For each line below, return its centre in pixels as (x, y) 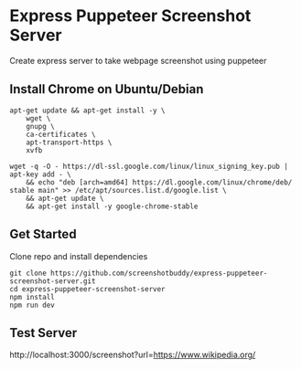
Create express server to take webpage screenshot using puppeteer (138, 60)
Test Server (43, 333)
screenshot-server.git (53, 281)
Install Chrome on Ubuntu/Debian (107, 89)
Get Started (43, 234)
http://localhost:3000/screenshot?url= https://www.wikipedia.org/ (133, 355)
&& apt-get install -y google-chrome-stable (112, 206)
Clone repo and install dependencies (79, 256)
